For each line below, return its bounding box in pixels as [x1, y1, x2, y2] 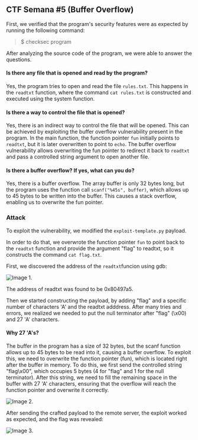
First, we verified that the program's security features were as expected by [6, 20, 189, 27]
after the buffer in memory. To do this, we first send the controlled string [6, 361, 182, 368]
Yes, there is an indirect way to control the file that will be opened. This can [6, 122, 189, 129]
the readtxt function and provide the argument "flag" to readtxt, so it [6, 245, 174, 252]
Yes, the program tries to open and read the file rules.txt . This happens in [6, 83, 189, 90]
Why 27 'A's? [6, 329, 40, 337]
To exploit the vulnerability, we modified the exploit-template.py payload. [6, 227, 187, 234]
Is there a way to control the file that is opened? [6, 109, 125, 116]
